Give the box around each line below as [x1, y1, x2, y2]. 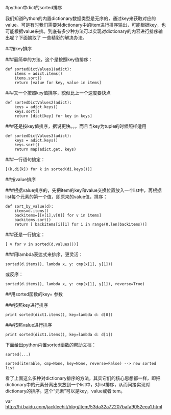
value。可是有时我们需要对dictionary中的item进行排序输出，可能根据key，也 [5, 22, 166, 28]
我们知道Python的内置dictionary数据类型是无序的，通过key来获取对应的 [5, 15, 156, 22]
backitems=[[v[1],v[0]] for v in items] [14, 213, 102, 218]
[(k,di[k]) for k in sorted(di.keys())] [5, 167, 93, 172]
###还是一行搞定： [5, 231, 45, 238]
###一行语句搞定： [5, 156, 45, 163]
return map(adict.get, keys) [14, 147, 77, 152]
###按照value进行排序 [5, 322, 53, 328]
